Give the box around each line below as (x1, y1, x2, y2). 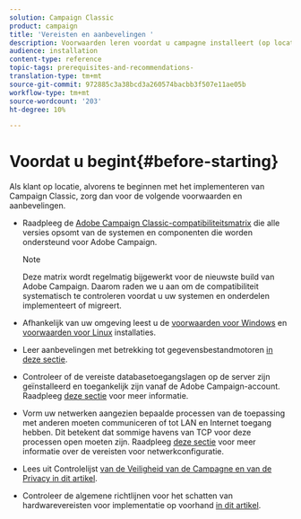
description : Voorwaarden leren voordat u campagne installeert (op (9, 38, 271, 48)
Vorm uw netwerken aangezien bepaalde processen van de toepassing (21, 408, 286, 418)
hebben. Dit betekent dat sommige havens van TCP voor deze (21, 427, 252, 438)
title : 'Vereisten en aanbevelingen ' (9, 30, 154, 39)
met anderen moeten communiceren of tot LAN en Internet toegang (21, 418, 271, 428)
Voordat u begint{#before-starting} (9, 152, 279, 172)
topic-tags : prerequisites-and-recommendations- (9, 64, 194, 73)
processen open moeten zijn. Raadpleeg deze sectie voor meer (21, 436, 257, 447)
